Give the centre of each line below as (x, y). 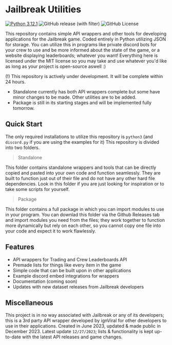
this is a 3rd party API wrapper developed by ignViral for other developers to (86, 321)
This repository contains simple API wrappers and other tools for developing (86, 33)
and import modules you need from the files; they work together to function (85, 220)
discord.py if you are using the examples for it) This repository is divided (82, 142)
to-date (13, 337)
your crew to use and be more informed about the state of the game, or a (83, 50)
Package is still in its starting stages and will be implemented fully (82, 102)
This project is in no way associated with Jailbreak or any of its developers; (85, 315)
